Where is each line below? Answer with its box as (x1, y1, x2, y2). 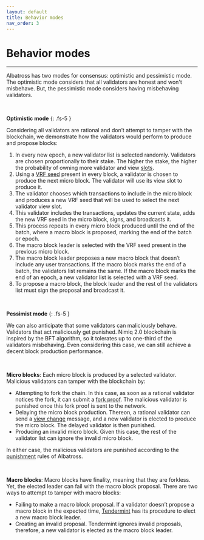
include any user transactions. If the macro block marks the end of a (15, 261, 186, 268)
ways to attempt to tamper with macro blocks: (6, 489, 121, 496)
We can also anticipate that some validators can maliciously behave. (6, 322, 177, 329)
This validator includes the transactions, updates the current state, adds (15, 209, 195, 217)
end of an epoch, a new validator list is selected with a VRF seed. (15, 274, 178, 281)
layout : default (6, 8, 47, 15)
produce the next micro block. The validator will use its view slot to (15, 177, 183, 184)
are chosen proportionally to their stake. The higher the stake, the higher (15, 158, 197, 165)
